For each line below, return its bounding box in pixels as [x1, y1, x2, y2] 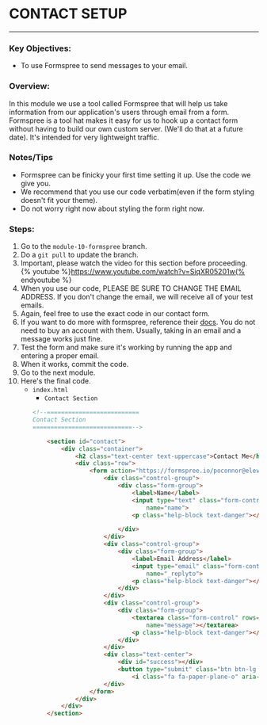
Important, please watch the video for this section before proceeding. [20, 258, 248, 268]
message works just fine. [20, 334, 103, 344]
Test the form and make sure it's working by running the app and [20, 342, 233, 353]
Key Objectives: [9, 43, 72, 54]
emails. [20, 300, 44, 310]
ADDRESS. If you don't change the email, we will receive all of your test [20, 292, 254, 302]
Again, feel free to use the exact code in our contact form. [20, 309, 210, 319]
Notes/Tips [9, 152, 54, 163]
